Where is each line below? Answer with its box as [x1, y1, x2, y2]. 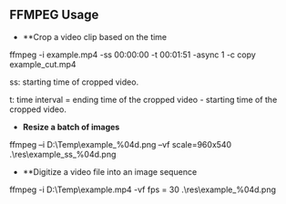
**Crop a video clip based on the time [22, 31, 168, 42]
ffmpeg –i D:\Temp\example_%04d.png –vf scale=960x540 [9, 138, 232, 149]
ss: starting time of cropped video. [9, 76, 139, 87]
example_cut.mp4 [9, 58, 77, 69]
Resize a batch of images [22, 121, 120, 132]
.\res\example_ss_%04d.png [9, 148, 117, 159]
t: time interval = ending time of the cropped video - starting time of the [9, 94, 278, 105]
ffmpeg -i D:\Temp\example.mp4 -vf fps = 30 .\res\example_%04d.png [9, 184, 276, 195]
